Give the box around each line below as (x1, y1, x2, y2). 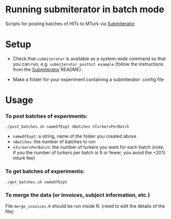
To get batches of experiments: (5, 168, 85, 175)
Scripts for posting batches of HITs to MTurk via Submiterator (5, 21, 135, 27)
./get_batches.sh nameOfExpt (5, 180, 68, 185)
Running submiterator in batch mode (5, 4, 165, 15)
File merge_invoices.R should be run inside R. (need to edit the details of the (5, 203, 165, 209)
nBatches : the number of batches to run (12, 138, 96, 145)
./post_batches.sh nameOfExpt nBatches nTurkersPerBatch (5, 124, 130, 129)
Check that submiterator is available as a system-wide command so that (12, 55, 166, 62)
